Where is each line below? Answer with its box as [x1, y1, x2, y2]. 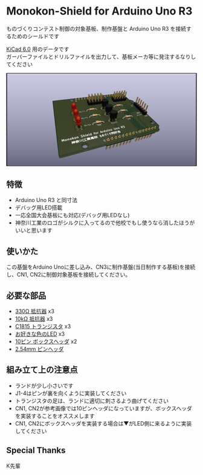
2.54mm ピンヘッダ [14, 345, 64, 352]
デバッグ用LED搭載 [14, 204, 63, 211]
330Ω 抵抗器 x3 [14, 307, 54, 315]
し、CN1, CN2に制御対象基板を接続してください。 [6, 271, 131, 278]
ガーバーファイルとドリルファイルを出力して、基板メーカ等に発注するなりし [6, 53, 196, 60]
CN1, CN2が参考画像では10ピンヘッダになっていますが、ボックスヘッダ [14, 404, 192, 412]
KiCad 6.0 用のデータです [6, 45, 69, 53]
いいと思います [14, 227, 53, 234]
